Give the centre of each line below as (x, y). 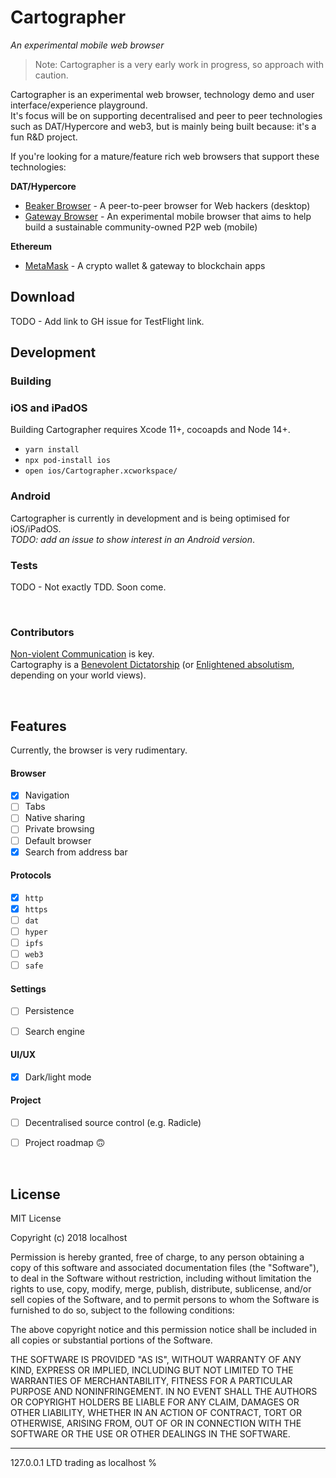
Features (38, 726)
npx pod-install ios (67, 461)
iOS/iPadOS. (36, 528)
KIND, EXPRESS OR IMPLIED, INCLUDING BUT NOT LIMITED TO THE (152, 1370)
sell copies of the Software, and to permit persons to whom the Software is (165, 1300)
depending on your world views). (78, 675)
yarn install (52, 450)
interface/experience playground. (79, 105)
